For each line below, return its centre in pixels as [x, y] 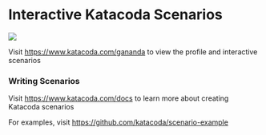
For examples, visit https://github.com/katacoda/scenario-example [118, 122]
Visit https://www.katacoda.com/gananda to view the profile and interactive [133, 52]
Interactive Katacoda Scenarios [115, 15]
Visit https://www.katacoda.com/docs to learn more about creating [119, 98]
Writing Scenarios [44, 81]
